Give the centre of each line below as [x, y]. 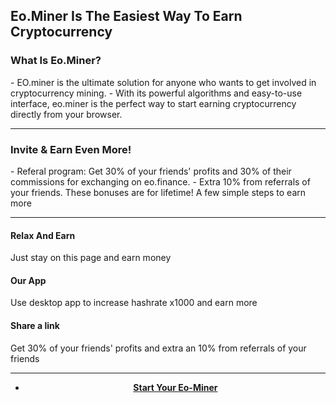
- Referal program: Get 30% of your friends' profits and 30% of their [151, 171]
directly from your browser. [66, 114]
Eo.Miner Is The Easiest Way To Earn [126, 16]
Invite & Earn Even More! [71, 149]
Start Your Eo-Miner [175, 387]
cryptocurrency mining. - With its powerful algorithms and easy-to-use [156, 93]
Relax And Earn [43, 235]
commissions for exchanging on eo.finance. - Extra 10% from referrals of [160, 181]
